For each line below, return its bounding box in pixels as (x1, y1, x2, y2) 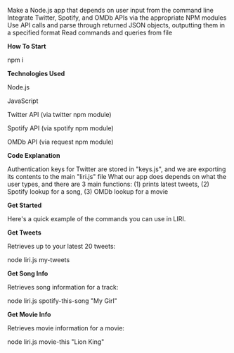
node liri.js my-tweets (7, 256, 70, 264)
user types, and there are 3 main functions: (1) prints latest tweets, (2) (7, 180, 209, 188)
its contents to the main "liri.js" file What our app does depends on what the (7, 173, 227, 180)
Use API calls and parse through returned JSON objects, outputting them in (7, 21, 225, 29)
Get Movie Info (7, 310, 51, 318)
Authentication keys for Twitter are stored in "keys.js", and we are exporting (7, 165, 226, 173)
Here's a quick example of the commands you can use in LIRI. (7, 215, 186, 223)
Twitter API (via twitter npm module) (7, 111, 112, 118)
